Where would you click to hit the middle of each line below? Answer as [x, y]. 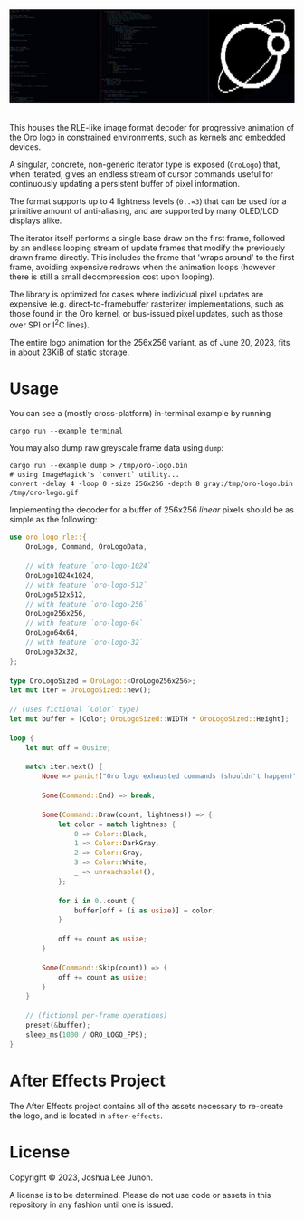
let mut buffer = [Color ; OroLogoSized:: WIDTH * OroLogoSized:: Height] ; [149, 719]
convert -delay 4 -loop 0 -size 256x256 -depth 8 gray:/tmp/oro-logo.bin [152, 484]
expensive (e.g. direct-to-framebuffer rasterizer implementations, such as [147, 304]
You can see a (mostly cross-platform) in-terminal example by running [140, 414]
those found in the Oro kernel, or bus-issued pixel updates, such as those [146, 313]
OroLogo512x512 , [57, 595]
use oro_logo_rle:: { [48, 537]
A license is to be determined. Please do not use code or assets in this [140, 1195]
